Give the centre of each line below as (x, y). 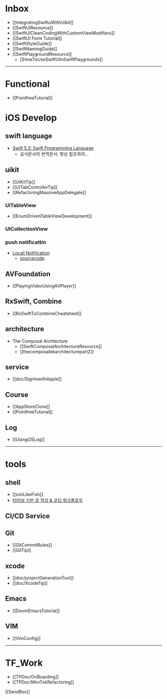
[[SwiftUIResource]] (33, 27)
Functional (28, 84)
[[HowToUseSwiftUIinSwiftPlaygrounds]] (61, 59)
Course (17, 394)
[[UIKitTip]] (24, 182)
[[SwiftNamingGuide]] (35, 49)
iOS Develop (31, 118)
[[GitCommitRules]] (32, 545)
